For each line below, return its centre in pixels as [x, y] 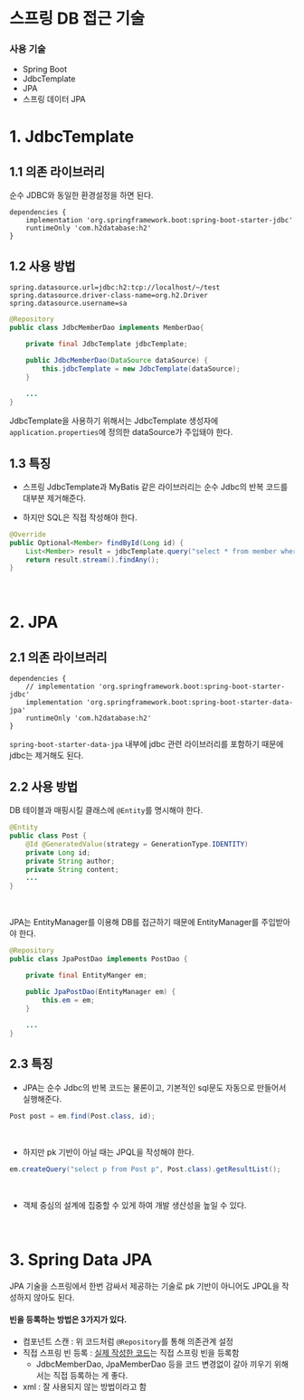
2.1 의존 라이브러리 [58, 657]
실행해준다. [42, 1099]
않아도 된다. [54, 1297]
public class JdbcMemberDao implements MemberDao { [107, 328]
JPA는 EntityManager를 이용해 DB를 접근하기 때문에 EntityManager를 [134, 922]
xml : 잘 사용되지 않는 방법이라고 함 [85, 1386]
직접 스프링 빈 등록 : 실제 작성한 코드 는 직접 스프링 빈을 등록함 [131, 1352]
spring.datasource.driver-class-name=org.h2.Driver [109, 296]
